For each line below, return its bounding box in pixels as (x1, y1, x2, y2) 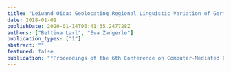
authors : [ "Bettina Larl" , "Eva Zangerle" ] (7, 29, 134, 36)
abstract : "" (7, 42, 45, 49)
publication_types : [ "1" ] (7, 36, 81, 43)
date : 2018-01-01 (7, 16, 57, 23)
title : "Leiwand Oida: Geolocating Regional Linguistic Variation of (7, 10, 211, 17)
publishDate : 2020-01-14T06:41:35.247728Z (7, 23, 131, 29)
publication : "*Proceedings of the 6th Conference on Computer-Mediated (7, 55, 220, 62)
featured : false (7, 49, 54, 56)
